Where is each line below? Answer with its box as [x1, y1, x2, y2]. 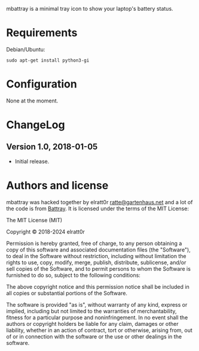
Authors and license [6, 179, 109, 192]
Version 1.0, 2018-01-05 [6, 142, 98, 152]
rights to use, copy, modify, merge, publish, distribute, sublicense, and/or [6, 259, 186, 266]
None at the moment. [6, 97, 59, 104]
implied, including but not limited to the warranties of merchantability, [6, 307, 177, 314]
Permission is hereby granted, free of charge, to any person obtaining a [6, 240, 182, 247]
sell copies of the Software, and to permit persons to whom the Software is [6, 265, 191, 272]
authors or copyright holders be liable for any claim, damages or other [6, 320, 179, 327]
